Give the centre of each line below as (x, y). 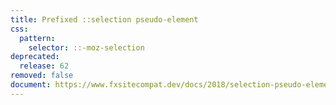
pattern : (37, 38)
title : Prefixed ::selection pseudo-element (104, 19)
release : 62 (44, 66)
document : (31, 85)
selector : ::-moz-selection (86, 47)
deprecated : (35, 57)
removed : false (42, 76)
